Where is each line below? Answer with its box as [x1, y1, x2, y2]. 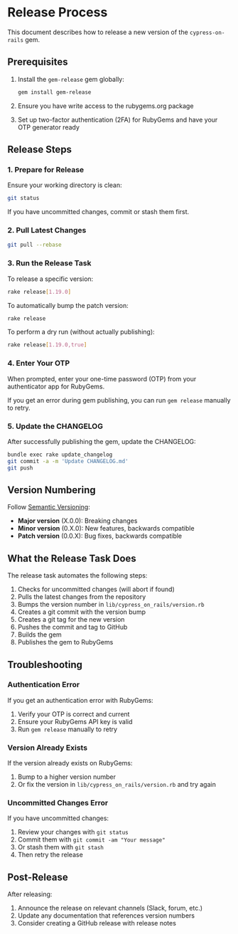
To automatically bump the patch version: [7, 301, 129, 309]
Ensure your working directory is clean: [7, 181, 122, 189]
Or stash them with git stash [17, 843, 104, 851]
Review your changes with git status [17, 828, 129, 837]
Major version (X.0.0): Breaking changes [17, 516, 138, 525]
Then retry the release [17, 851, 83, 859]
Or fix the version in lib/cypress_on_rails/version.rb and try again [17, 780, 217, 789]
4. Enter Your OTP [7, 359, 70, 368]
